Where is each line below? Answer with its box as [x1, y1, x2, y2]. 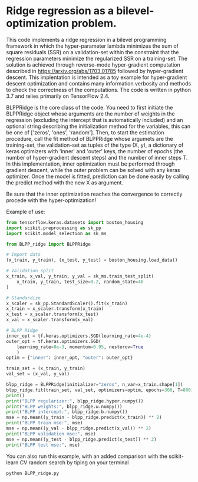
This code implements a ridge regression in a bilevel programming [6, 36, 167, 43]
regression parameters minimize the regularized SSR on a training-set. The [6, 55, 187, 62]
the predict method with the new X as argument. [6, 179, 124, 186]
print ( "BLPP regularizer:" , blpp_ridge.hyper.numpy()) [6, 398, 144, 404]
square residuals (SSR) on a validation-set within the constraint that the [6, 48, 179, 55]
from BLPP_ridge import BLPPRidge [6, 241, 91, 247]
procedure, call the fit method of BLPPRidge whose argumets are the [6, 135, 173, 142]
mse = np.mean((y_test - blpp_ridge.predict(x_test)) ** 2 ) [6, 436, 157, 443]
